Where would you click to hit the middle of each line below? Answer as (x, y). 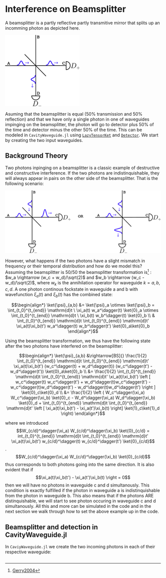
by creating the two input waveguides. (44, 140)
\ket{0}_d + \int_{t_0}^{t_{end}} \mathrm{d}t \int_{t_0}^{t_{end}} (83, 403)
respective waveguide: (28, 552)
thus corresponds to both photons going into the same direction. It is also (80, 465)
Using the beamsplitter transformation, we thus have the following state (78, 341)
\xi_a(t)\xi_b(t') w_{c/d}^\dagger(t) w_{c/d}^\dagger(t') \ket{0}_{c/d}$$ (83, 442)
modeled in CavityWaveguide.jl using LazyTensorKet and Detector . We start (82, 135)
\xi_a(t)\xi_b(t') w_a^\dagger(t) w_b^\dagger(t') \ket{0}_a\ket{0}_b (83, 326)
